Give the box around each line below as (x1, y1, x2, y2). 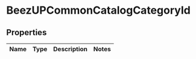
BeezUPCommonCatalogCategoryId (6, 4, 191, 17)
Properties (6, 27, 47, 38)
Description (53, 45, 87, 53)
